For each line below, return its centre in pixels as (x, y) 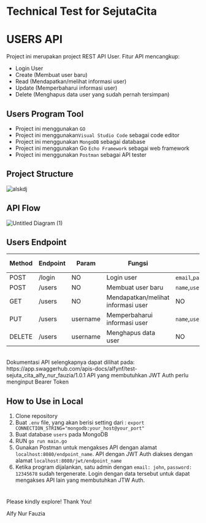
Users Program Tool (45, 114)
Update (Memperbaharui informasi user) (66, 88)
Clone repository (36, 416)
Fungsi (138, 264)
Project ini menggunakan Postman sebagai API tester (81, 154)
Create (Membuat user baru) (51, 75)
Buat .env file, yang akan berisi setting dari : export (80, 423)
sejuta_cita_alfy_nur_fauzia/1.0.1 (46, 376)
